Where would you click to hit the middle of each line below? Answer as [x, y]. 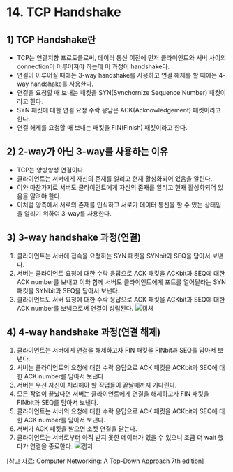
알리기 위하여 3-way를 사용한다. [68, 213]
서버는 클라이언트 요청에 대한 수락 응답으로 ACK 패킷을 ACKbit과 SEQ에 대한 [121, 273]
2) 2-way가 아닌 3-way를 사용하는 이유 [88, 152]
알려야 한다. [46, 196]
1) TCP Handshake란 [51, 39]
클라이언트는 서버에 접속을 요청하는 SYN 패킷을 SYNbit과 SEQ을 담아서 [113, 256]
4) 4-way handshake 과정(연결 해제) [84, 332]
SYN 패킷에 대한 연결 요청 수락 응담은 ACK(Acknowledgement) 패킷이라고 [119, 110]
